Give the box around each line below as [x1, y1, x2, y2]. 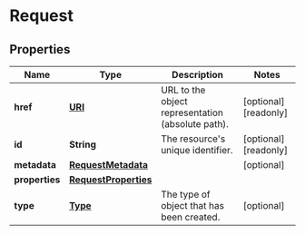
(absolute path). [160, 118, 230, 130]
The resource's [160, 132, 226, 145]
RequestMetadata [69, 159, 148, 171]
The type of [160, 188, 211, 201]
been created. [160, 211, 221, 223]
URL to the [160, 83, 206, 96]
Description [172, 69, 224, 81]
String [69, 138, 97, 151]
